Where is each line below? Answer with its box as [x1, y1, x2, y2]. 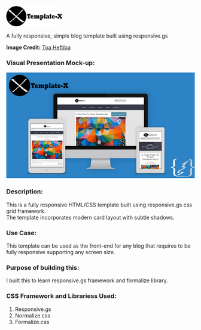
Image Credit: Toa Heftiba [6, 44, 71, 51]
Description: [6, 187, 43, 196]
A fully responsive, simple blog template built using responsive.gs [6, 32, 168, 39]
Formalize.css [14, 318, 50, 325]
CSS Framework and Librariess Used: [6, 292, 117, 300]
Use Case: [6, 229, 37, 237]
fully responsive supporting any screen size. [6, 249, 115, 256]
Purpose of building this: [6, 263, 80, 272]
